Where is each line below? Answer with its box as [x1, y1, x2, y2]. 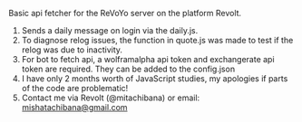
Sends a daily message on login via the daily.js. [21, 25, 199, 35]
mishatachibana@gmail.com [21, 102, 128, 112]
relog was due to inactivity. [21, 44, 123, 55]
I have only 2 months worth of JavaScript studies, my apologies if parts [21, 73, 288, 84]
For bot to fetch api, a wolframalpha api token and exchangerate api [21, 54, 275, 64]
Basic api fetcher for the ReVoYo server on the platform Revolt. [8, 8, 242, 18]
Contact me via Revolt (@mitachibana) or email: [21, 92, 200, 103]
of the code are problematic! [21, 83, 129, 93]
